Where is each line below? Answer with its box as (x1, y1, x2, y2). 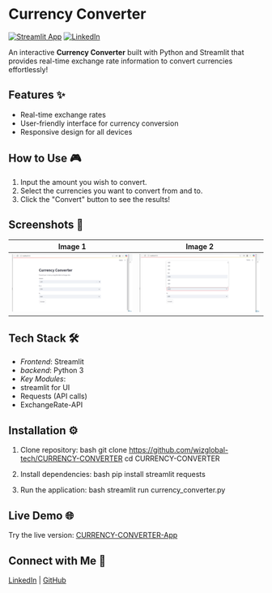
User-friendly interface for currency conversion (19, 118, 179, 128)
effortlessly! (8, 64, 49, 74)
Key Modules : (19, 374, 66, 384)
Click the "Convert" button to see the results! (19, 194, 171, 204)
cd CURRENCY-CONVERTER (124, 453, 220, 463)
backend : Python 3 (19, 366, 84, 376)
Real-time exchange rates (19, 110, 107, 119)
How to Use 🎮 (8, 152, 82, 165)
